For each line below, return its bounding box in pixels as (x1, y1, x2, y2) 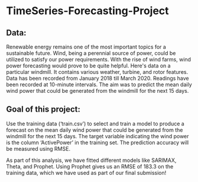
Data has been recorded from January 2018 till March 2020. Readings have (6, 75, 189, 82)
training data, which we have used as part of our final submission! (6, 169, 167, 176)
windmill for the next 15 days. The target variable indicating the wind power (6, 132, 189, 139)
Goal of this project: (6, 105, 81, 115)
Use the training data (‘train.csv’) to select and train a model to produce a (6, 120, 184, 127)
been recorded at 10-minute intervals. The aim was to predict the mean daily (6, 81, 192, 88)
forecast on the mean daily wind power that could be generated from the (6, 126, 183, 134)
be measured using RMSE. (6, 145, 71, 152)
